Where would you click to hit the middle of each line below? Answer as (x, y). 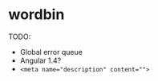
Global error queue (51, 52)
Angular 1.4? (41, 60)
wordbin (36, 15)
